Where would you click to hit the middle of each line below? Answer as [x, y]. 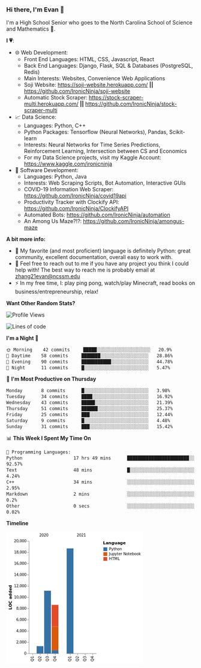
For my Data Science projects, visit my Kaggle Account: [93, 158]
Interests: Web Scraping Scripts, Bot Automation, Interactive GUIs [105, 183]
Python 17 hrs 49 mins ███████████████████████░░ [100, 458]
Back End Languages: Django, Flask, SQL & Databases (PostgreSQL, [108, 66]
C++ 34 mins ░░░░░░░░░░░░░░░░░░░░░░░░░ [100, 482]
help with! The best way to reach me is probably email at [85, 270]
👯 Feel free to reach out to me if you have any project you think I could [102, 264]
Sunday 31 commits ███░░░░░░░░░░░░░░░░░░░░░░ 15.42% [89, 427]
